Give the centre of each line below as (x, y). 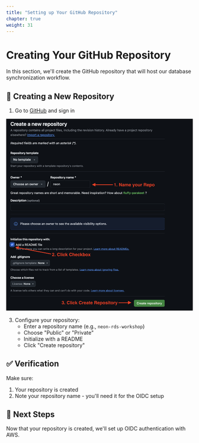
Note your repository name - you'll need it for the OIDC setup (89, 396)
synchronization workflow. (38, 78)
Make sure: (20, 378)
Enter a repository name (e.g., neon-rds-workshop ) (84, 326)
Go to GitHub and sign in (45, 111)
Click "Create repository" (54, 345)
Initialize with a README (53, 339)
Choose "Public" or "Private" (59, 332)
